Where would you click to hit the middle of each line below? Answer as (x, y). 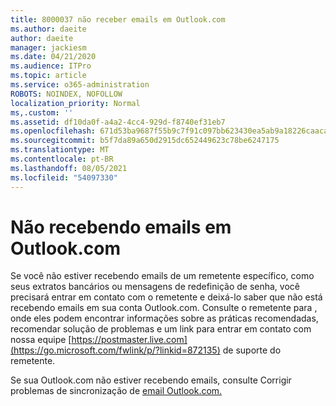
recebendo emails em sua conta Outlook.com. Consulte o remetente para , (164, 308)
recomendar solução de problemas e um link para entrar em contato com (161, 329)
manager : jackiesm (48, 47)
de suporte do (252, 350)
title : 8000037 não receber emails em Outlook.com (118, 19)
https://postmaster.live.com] (129, 340)
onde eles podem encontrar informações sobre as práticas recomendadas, (164, 318)
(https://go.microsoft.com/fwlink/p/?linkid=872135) (115, 350)
